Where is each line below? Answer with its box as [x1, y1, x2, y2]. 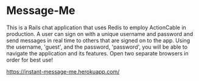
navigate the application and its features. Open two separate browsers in [6, 49, 189, 57]
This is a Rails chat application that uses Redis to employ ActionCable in [6, 24, 187, 31]
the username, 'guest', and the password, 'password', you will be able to [6, 43, 187, 51]
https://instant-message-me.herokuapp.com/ [6, 68, 120, 75]
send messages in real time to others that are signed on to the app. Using [6, 37, 190, 44]
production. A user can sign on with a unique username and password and [6, 30, 194, 37]
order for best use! [6, 56, 54, 63]
